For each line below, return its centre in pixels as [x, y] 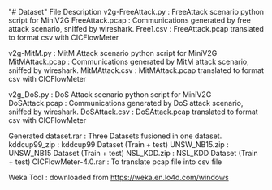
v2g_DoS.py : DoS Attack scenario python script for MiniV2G [110, 95]
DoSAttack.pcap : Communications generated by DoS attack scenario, [126, 103]
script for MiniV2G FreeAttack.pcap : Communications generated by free [130, 20]
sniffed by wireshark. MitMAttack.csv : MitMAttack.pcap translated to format [136, 70]
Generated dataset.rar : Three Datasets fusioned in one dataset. [115, 136]
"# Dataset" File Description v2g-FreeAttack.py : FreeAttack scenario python [136, 12]
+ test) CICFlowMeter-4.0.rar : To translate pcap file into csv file [115, 162]
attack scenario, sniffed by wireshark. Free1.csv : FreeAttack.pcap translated [136, 29]
